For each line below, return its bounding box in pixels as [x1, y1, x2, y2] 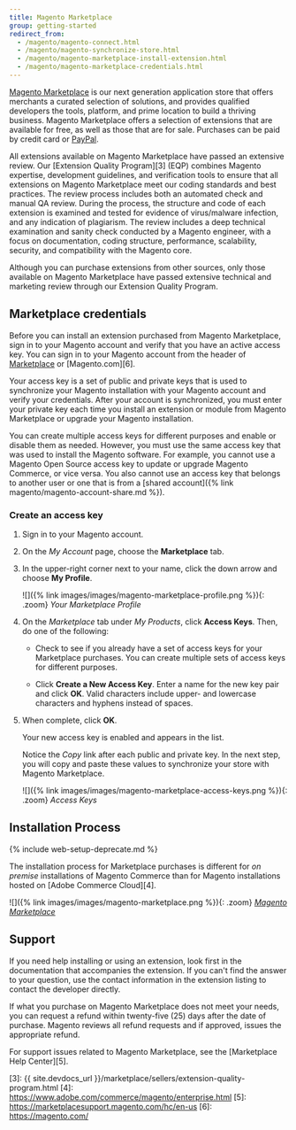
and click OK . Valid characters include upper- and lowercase [34, 688, 256, 699]
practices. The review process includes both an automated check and [9, 188, 263, 199]
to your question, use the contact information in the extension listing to [9, 974, 267, 985]
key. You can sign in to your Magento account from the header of [9, 349, 247, 360]
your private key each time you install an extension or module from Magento [9, 404, 287, 414]
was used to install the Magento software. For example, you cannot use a [9, 449, 276, 460]
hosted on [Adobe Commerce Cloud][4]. [9, 879, 156, 890]
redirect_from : [9, 29, 65, 38]
